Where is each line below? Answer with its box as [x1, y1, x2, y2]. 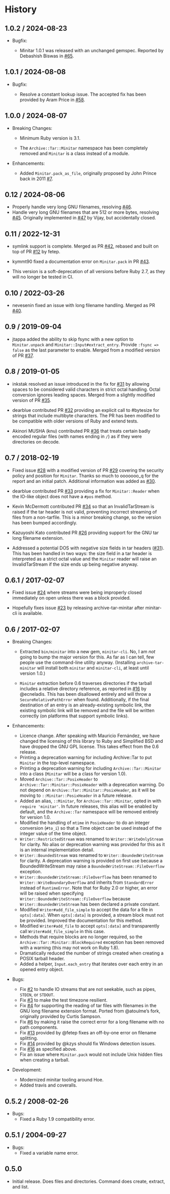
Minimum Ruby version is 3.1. [19, 135, 81, 141]
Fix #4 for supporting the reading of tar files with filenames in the [19, 1003, 157, 1009]
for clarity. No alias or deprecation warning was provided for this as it [19, 842, 165, 848]
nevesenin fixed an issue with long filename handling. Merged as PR [12, 302, 156, 308]
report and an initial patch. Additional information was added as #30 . [12, 478, 156, 484]
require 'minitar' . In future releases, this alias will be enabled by [19, 803, 158, 809]
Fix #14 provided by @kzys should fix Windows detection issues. [19, 1041, 156, 1047]
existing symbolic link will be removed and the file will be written [19, 707, 155, 714]
